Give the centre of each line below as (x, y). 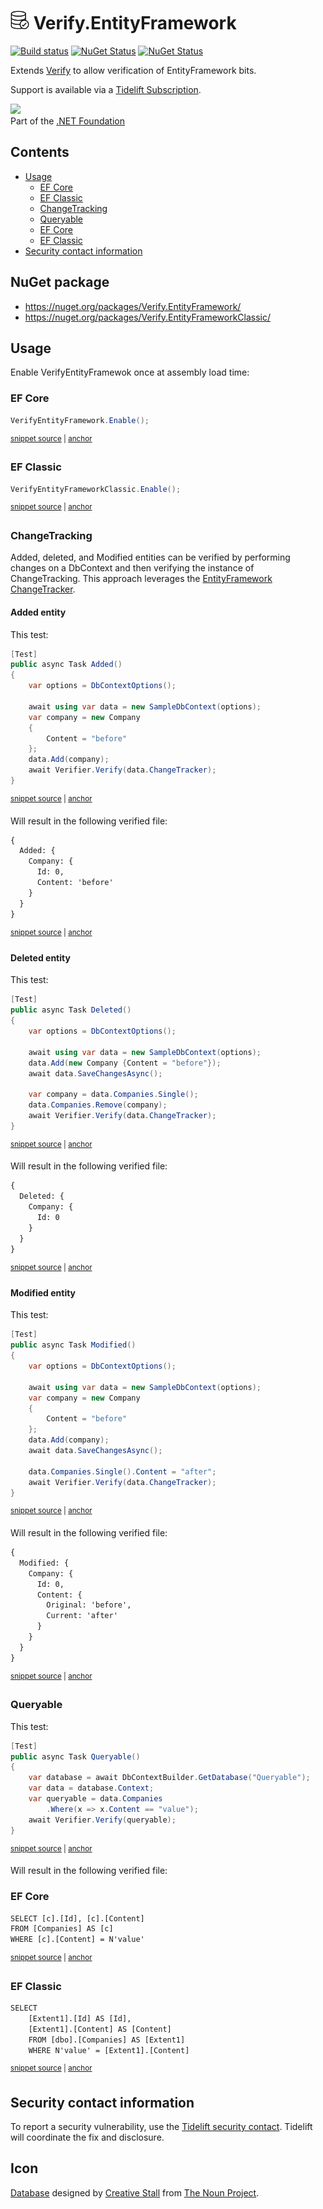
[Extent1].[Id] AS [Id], (80, 2018)
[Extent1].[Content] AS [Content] (100, 2029)
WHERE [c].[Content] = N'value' (77, 1940)
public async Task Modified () (73, 1345)
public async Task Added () (66, 665)
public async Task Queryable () (75, 1756)
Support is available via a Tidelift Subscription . (106, 89)
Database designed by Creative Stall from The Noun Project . (135, 2192)
